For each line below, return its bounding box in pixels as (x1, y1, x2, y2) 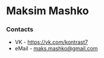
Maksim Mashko (6, 4, 89, 18)
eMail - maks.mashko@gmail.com (14, 45, 98, 52)
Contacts (6, 25, 34, 34)
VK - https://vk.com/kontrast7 (14, 38, 88, 46)
